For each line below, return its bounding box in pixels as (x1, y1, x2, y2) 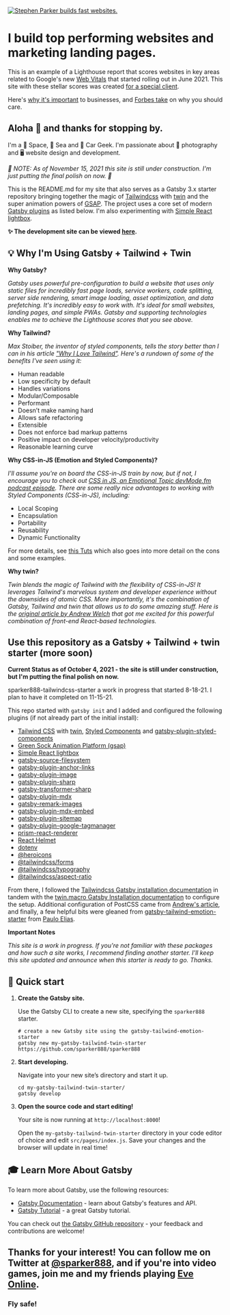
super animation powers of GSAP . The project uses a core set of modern (8, 199, 212, 208)
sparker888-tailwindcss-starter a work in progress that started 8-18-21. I (8, 686, 212, 694)
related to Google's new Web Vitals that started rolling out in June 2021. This (8, 75, 223, 83)
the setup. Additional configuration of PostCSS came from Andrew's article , (8, 901, 220, 909)
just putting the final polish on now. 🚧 (8, 171, 112, 179)
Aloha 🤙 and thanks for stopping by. (8, 123, 163, 134)
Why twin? (8, 567, 40, 575)
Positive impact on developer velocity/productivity (17, 435, 159, 443)
